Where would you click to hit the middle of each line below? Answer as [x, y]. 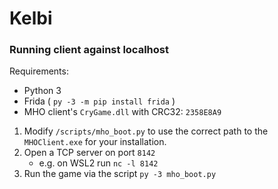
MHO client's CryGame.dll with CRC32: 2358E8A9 [122, 112]
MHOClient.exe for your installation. [95, 142]
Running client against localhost [89, 50]
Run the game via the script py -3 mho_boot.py [120, 174]
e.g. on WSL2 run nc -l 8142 [98, 163]
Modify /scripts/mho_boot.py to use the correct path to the [146, 131]
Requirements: [39, 71]
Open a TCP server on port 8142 [89, 153]
